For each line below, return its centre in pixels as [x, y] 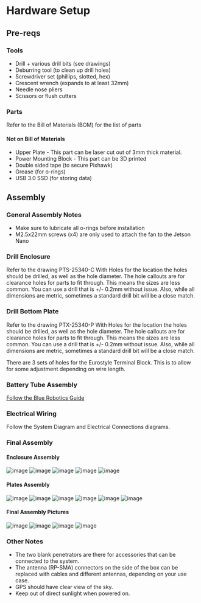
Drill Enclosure [28, 256]
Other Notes [25, 541]
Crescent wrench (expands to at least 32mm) [72, 83]
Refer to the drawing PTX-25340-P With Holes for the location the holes [97, 325]
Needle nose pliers [39, 89]
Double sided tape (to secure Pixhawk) [64, 166]
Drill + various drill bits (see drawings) [63, 63]
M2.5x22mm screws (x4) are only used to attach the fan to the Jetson [103, 234]
